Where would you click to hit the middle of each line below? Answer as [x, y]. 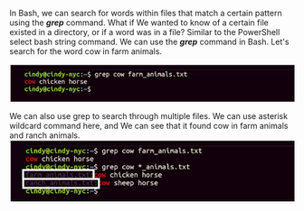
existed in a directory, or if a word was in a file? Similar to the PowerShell [145, 32]
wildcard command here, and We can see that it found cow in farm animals [149, 126]
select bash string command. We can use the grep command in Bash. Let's [149, 41]
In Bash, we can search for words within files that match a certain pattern [146, 13]
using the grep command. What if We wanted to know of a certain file [139, 23]
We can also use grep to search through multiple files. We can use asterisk [148, 116]
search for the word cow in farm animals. [86, 51]
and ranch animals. [45, 135]
